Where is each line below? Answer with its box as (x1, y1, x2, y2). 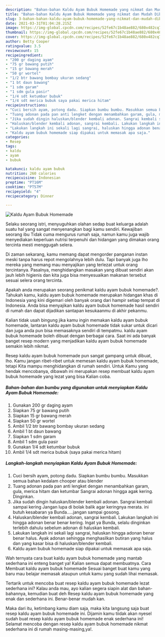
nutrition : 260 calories (5, 171, 56, 176)
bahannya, (5, 590, 27, 596)
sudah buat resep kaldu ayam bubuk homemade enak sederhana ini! (5, 615, 144, 621)
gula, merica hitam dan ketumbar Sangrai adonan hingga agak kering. (12, 488, 153, 494)
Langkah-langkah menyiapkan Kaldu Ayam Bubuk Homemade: (5, 460, 138, 466)
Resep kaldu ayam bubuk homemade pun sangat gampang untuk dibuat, (5, 352, 152, 358)
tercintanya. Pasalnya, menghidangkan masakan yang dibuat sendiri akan (5, 267, 154, 272)
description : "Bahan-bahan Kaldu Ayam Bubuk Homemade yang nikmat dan (5, 7, 153, 12)
